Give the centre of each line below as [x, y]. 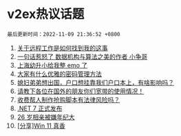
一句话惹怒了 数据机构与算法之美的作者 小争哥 [82, 57]
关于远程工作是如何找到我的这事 [62, 48]
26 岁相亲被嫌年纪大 [46, 117]
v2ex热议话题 [46, 14]
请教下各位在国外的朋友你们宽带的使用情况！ [81, 91]
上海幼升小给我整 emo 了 [52, 65]
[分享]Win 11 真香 [41, 126]
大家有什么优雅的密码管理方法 [59, 74]
